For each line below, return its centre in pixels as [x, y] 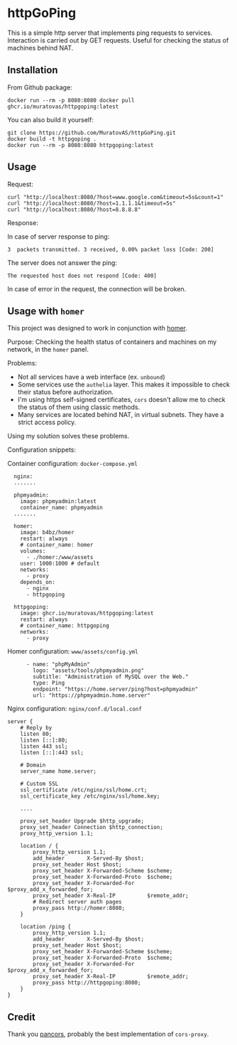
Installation [33, 70]
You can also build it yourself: [50, 119]
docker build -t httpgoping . [52, 139]
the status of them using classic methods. [79, 407]
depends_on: [38, 583]
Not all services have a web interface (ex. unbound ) [91, 377]
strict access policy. [47, 422]
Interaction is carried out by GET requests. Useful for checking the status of [118, 40]
